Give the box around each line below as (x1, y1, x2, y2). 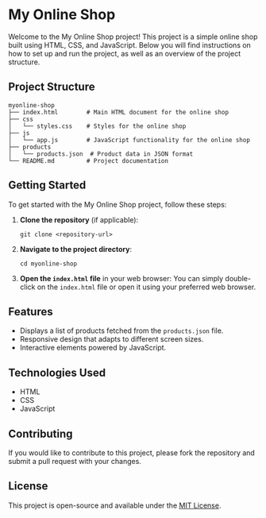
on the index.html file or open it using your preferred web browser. (37, 282, 256, 292)
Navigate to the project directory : (19, 244, 133, 253)
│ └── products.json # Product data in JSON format (8, 149, 194, 158)
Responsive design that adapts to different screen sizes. (19, 334, 204, 344)
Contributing (8, 427, 73, 440)
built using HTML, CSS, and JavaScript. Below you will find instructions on (8, 40, 252, 49)
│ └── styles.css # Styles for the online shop (8, 122, 187, 130)
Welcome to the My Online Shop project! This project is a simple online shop (8, 32, 258, 41)
